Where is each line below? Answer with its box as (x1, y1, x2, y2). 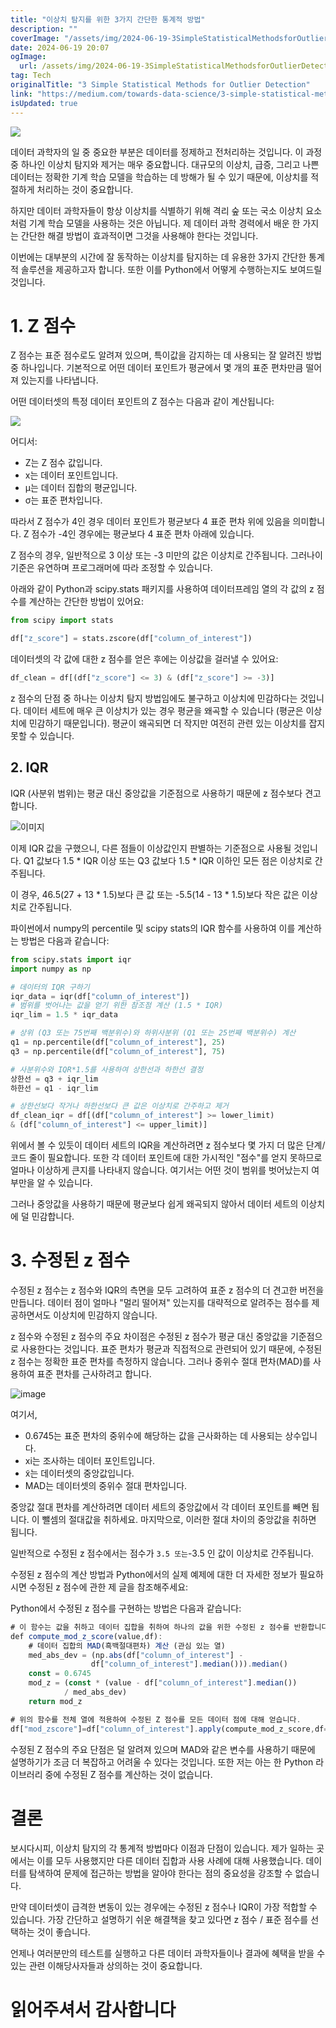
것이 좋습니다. (36, 1926, 91, 1938)
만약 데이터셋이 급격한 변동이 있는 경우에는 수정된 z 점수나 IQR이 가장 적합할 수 (10, 1901, 318, 1913)
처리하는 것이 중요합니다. (36, 183, 134, 195)
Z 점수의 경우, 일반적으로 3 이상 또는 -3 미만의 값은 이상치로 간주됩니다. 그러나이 (10, 549, 323, 561)
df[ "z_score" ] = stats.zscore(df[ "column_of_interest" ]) (10, 634, 253, 644)
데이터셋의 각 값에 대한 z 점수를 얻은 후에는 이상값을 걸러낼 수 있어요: (10, 653, 279, 665)
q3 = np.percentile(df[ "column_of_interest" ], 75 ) (10, 1046, 226, 1056)
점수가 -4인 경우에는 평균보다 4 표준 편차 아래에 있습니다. (31, 528, 255, 540)
